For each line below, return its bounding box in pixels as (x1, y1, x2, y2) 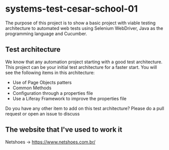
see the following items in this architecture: (5, 69, 95, 76)
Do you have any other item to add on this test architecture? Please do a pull (5, 105, 164, 111)
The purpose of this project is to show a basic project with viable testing (5, 20, 156, 26)
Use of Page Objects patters (12, 79, 72, 85)
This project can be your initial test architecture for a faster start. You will (5, 64, 157, 70)
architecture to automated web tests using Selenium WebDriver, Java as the (5, 25, 163, 31)
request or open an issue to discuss (5, 110, 80, 117)
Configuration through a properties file (12, 90, 93, 96)
